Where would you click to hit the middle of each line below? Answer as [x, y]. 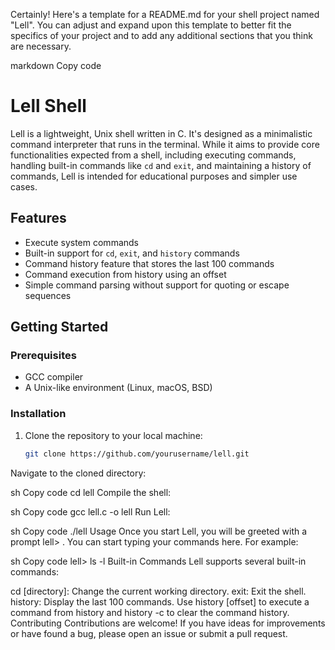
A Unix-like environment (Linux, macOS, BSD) [118, 388]
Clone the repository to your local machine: [113, 435]
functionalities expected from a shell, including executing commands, [153, 155]
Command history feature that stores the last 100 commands [149, 263]
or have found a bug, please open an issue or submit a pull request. [149, 633]
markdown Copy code [56, 65]
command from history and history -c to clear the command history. [150, 612]
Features [38, 218]
